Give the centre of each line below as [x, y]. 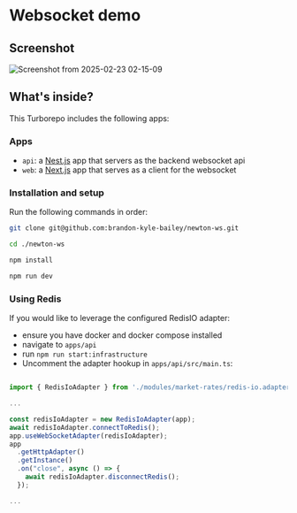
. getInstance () [45, 461]
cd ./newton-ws [37, 244]
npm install [31, 260]
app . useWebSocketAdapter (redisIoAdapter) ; [88, 436]
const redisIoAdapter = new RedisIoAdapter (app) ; [103, 419]
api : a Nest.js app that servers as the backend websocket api [133, 161]
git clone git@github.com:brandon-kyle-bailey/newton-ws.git [124, 228]
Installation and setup [57, 193]
